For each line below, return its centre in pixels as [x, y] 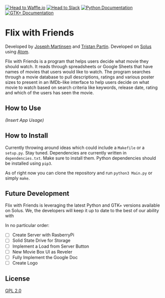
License [18, 279]
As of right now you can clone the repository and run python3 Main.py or [79, 173]
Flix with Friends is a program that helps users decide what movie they [77, 61]
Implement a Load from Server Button [51, 246]
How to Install [27, 136]
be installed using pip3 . [29, 163]
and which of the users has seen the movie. [50, 93]
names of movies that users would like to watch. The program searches [78, 72]
